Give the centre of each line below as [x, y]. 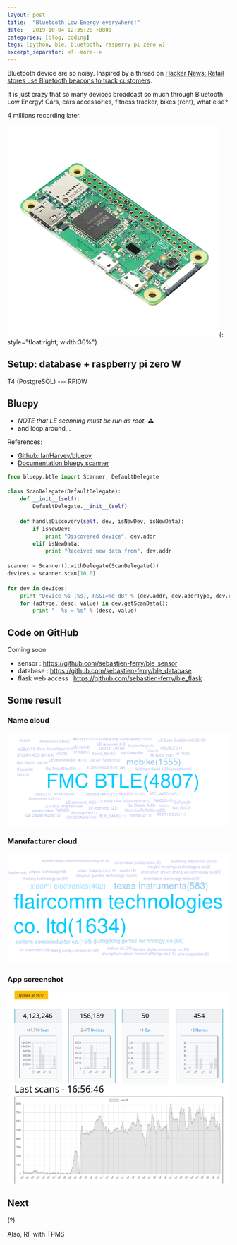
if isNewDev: [52, 529]
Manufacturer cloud [42, 841]
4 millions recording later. [44, 115]
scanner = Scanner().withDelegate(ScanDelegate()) [83, 566]
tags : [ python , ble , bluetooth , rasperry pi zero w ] [86, 45]
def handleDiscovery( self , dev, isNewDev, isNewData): [102, 521]
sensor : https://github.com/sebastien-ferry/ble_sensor [97, 663]
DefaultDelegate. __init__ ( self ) [80, 507]
